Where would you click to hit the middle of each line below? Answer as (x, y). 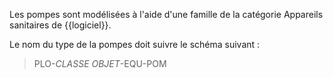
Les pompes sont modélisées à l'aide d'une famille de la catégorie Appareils (166, 14)
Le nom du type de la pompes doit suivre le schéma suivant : (135, 44)
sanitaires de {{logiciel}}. (60, 25)
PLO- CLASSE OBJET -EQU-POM (100, 63)
